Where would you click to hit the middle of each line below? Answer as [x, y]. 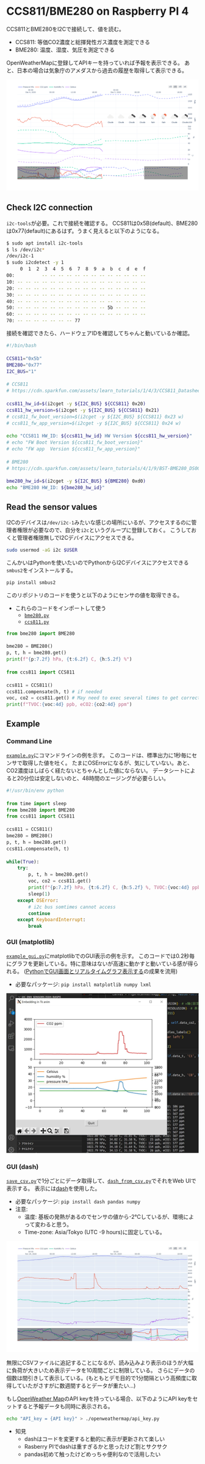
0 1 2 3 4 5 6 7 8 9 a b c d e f [83, 269]
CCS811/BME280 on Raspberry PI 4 [98, 11]
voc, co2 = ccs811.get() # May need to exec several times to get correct [103, 698]
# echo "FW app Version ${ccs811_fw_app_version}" [73, 449]
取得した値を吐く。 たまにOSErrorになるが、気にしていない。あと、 [108, 763]
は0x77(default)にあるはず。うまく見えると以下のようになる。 [85, 230]
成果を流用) [163, 971]
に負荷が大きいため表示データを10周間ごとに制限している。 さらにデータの [101, 1370]
